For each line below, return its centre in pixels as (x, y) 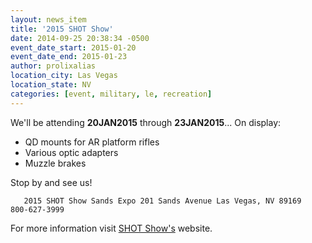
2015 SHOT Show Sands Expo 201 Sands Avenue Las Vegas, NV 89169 (162, 201)
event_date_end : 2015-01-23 (69, 57)
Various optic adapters (71, 152)
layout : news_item (48, 19)
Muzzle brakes (55, 163)
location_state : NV (51, 85)
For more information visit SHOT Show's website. (111, 228)
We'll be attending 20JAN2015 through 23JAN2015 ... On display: (146, 122)
